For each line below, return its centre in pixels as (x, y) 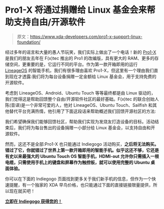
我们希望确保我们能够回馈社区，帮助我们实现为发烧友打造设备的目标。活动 (80, 121)
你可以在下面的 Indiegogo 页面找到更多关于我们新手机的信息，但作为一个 (78, 179)
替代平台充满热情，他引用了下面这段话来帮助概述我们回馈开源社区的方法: (82, 111)
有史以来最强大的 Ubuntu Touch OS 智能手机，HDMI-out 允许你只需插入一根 (82, 156)
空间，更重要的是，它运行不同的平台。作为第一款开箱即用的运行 (73, 64)
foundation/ (29, 42)
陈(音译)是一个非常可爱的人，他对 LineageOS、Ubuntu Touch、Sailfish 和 (79, 105)
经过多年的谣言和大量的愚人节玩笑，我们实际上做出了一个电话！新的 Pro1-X (81, 52)
